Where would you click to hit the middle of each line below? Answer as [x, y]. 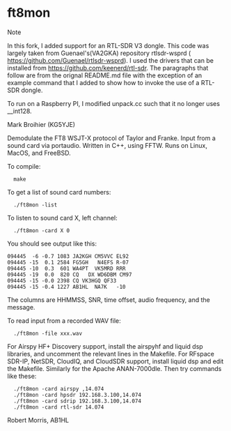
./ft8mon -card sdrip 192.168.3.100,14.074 [77, 401]
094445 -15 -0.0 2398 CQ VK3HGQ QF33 [62, 280]
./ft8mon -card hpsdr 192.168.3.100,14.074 [77, 395]
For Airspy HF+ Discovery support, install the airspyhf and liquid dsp [105, 346]
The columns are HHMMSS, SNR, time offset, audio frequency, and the [109, 300]
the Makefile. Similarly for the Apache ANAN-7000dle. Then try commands [114, 368]
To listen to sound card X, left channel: [62, 218]
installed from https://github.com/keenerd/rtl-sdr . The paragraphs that [108, 68]
